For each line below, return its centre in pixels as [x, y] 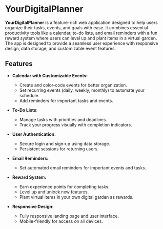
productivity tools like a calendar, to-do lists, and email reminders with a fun [81, 33]
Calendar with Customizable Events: [50, 75]
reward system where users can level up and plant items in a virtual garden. [81, 38]
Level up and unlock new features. [54, 192]
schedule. [29, 95]
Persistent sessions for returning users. [59, 149]
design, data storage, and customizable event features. [61, 48]
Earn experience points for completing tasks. [64, 187]
